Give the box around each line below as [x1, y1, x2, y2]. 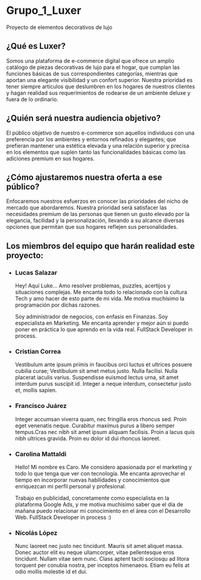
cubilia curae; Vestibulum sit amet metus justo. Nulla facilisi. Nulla [14, 368, 178, 375]
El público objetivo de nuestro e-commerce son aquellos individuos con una [6, 129, 195, 136]
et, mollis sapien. [14, 387, 57, 394]
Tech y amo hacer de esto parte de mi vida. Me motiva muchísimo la [14, 295, 185, 302]
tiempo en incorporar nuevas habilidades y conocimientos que [14, 476, 170, 483]
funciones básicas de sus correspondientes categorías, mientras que [6, 70, 178, 77]
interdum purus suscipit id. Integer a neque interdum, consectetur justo [14, 380, 191, 387]
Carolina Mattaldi [14, 450, 67, 458]
